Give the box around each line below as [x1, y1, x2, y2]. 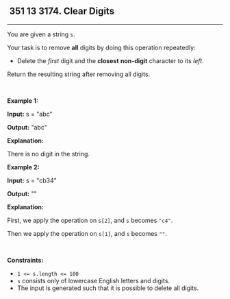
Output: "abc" [7, 123, 48, 131]
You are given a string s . [7, 30, 75, 38]
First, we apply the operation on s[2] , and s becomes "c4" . [7, 216, 173, 224]
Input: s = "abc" [7, 110, 53, 118]
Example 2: [7, 163, 40, 171]
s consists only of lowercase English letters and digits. [16, 276, 170, 285]
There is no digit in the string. [7, 149, 90, 158]
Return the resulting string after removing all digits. [7, 70, 151, 78]
